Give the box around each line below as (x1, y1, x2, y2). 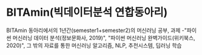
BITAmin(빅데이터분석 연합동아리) (6, 5, 168, 19)
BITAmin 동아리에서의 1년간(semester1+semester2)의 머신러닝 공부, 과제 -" (6, 27, 187, 34)
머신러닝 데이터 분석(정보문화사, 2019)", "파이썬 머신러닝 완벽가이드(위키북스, (12, 34, 195, 41)
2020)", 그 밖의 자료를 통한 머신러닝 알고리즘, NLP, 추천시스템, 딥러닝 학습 (6, 42, 182, 49)
